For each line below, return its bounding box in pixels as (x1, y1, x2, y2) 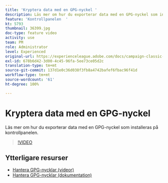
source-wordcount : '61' (5, 77, 55, 82)
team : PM (5, 40, 23, 45)
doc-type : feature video (5, 30, 57, 35)
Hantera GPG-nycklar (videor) (12, 167, 74, 173)
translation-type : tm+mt (5, 63, 57, 68)
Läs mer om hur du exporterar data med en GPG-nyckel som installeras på (5, 124, 158, 130)
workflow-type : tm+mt (5, 72, 50, 77)
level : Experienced (5, 49, 46, 54)
